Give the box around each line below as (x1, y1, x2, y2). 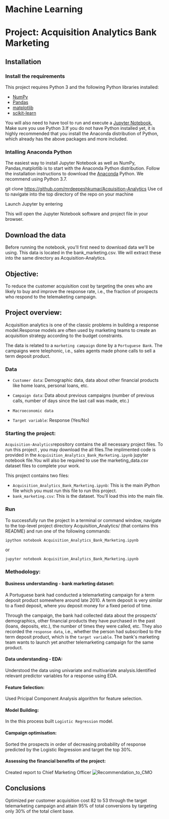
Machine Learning (5, 4, 83, 15)
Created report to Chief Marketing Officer (5, 769, 92, 775)
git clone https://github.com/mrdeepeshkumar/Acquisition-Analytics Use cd (5, 186, 163, 192)
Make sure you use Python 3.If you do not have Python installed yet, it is (5, 125, 155, 131)
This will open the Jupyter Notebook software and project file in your (5, 211, 148, 217)
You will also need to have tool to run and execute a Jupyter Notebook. (5, 120, 152, 126)
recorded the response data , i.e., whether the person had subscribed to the (5, 628, 161, 635)
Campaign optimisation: (5, 730, 57, 736)
